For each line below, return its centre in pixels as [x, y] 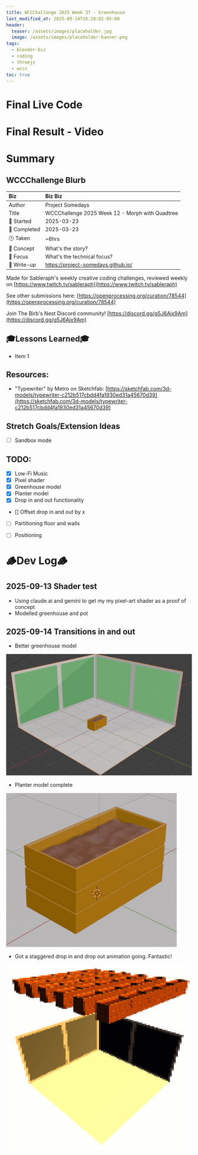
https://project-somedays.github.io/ [89, 265]
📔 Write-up [22, 265]
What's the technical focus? [79, 256]
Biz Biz [54, 196]
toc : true [18, 75]
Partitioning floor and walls [47, 523]
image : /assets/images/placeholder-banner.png [70, 37]
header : [16, 25]
